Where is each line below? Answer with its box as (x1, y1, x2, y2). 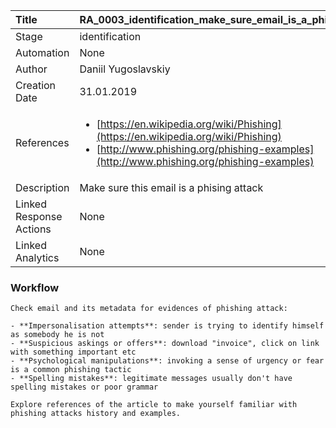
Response (15, 210, 63, 223)
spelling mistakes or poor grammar (10, 382, 159, 393)
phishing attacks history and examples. (10, 409, 182, 419)
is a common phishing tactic (10, 365, 132, 375)
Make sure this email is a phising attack (79, 181, 264, 194)
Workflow (10, 280, 60, 294)
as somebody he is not (10, 330, 105, 340)
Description (15, 181, 70, 194)
